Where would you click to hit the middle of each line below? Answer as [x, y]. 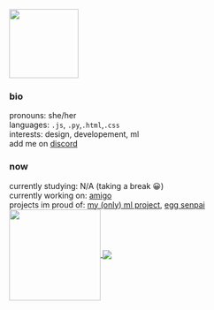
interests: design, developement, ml [74, 134]
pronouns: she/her [43, 116]
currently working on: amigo [61, 195]
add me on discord [43, 144]
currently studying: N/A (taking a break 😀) [87, 185]
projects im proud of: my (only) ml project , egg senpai [107, 204]
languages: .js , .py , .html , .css [65, 125]
